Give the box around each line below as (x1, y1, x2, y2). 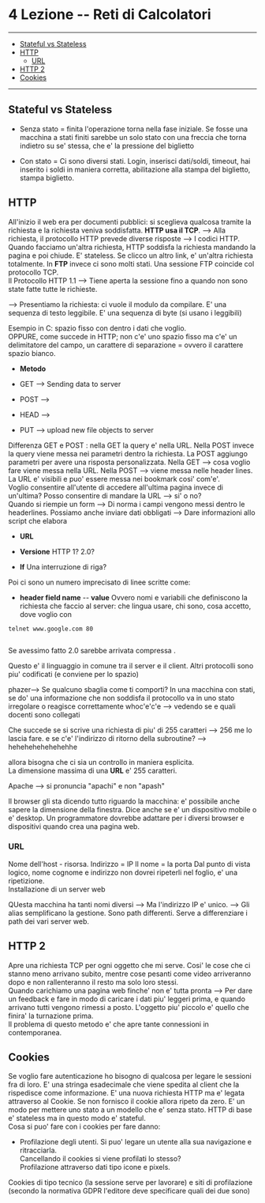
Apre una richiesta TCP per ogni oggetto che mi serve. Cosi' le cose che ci (8, 960, 251, 970)
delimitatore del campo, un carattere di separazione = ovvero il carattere (8, 340, 244, 350)
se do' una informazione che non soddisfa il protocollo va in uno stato (8, 693, 235, 702)
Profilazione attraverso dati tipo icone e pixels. (19, 1163, 171, 1172)
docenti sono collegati (8, 709, 80, 719)
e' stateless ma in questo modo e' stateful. (8, 1114, 146, 1123)
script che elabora (8, 516, 68, 525)
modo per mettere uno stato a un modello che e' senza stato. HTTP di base (8, 1105, 252, 1114)
